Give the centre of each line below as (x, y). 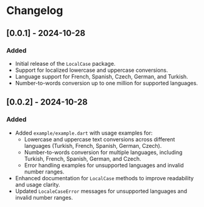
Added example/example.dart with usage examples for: (84, 133)
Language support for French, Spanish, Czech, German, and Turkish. (102, 76)
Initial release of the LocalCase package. (65, 63)
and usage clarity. (37, 184)
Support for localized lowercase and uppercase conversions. (92, 70)
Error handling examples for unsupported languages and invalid (104, 165)
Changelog (35, 11)
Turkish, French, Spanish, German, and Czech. (83, 158)
